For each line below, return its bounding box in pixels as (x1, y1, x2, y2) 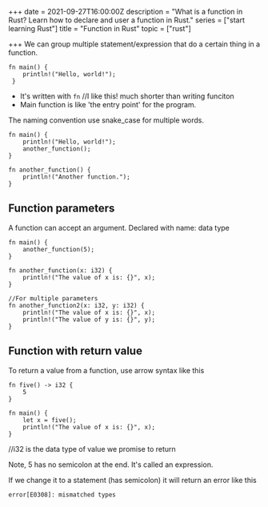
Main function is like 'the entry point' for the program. (19, 100, 197, 109)
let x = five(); (22, 416, 78, 424)
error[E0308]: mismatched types (8, 490, 116, 499)
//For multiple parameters (8, 294, 98, 303)
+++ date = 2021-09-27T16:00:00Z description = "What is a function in (8, 7, 243, 16)
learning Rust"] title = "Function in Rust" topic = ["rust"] (8, 24, 192, 33)
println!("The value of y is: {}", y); (22, 316, 156, 324)
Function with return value (8, 344, 142, 358)
